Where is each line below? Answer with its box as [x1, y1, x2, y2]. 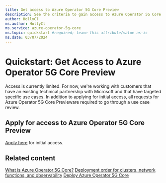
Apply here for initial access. [5, 139, 64, 145]
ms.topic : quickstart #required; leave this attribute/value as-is [5, 30, 148, 35]
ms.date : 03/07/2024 [5, 35, 48, 40]
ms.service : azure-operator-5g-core [5, 26, 81, 31]
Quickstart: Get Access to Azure [5, 57, 142, 67]
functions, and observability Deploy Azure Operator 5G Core [5, 172, 129, 179]
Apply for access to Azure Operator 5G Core [5, 119, 145, 127]
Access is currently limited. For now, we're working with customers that [5, 83, 152, 89]
